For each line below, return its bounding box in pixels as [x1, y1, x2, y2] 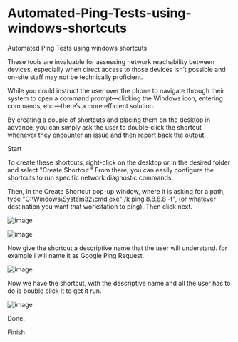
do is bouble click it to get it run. [7, 286, 102, 295]
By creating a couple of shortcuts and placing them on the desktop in [7, 115, 211, 124]
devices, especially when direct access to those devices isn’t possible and [7, 65, 226, 73]
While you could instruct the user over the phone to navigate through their [7, 86, 225, 95]
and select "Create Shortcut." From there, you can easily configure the [7, 165, 214, 174]
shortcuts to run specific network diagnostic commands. [7, 173, 173, 182]
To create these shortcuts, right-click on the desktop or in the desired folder [7, 158, 231, 167]
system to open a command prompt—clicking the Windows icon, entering [7, 94, 223, 103]
